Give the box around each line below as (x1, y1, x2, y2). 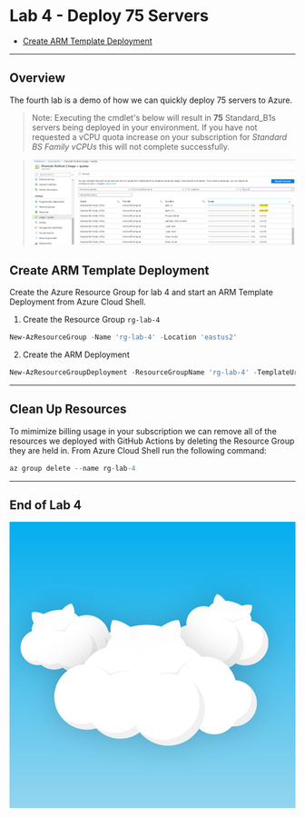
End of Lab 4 (9, 497, 82, 514)
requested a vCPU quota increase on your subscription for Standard (31, 131, 288, 142)
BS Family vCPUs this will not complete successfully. (31, 141, 230, 152)
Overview (9, 70, 66, 86)
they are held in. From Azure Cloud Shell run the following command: (9, 444, 267, 455)
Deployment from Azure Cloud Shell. (9, 296, 147, 307)
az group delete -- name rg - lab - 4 (9, 464, 136, 473)
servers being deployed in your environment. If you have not (31, 122, 258, 133)
